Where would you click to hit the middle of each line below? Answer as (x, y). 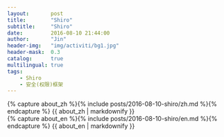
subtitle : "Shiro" (40, 26)
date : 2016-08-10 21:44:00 (59, 33)
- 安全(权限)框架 (42, 84)
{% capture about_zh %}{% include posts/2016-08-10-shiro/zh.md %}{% (112, 104)
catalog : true (35, 59)
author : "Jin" (37, 39)
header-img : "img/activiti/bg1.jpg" (63, 46)
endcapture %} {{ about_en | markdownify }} (71, 126)
